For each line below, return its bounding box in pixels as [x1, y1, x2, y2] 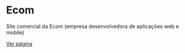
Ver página [6, 40, 32, 47]
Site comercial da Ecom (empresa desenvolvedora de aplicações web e [6, 23, 179, 30]
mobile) [6, 29, 25, 36]
